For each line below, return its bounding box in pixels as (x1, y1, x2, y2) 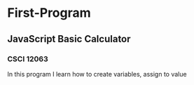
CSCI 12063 (7, 54, 48, 64)
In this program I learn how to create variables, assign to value (7, 70, 187, 78)
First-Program (7, 5, 91, 21)
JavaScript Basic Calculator (7, 33, 131, 45)
